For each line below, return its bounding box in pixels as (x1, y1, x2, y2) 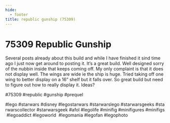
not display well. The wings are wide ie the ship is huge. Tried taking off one (5, 71, 164, 77)
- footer (10, 12, 28, 17)
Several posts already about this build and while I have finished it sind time (5, 55, 161, 61)
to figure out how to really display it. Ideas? (5, 82, 95, 88)
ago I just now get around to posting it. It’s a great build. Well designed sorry (5, 60, 164, 67)
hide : (5, 7, 17, 13)
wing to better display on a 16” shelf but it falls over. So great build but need (5, 77, 163, 83)
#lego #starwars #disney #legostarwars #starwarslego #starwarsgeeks (5, 101, 154, 107)
